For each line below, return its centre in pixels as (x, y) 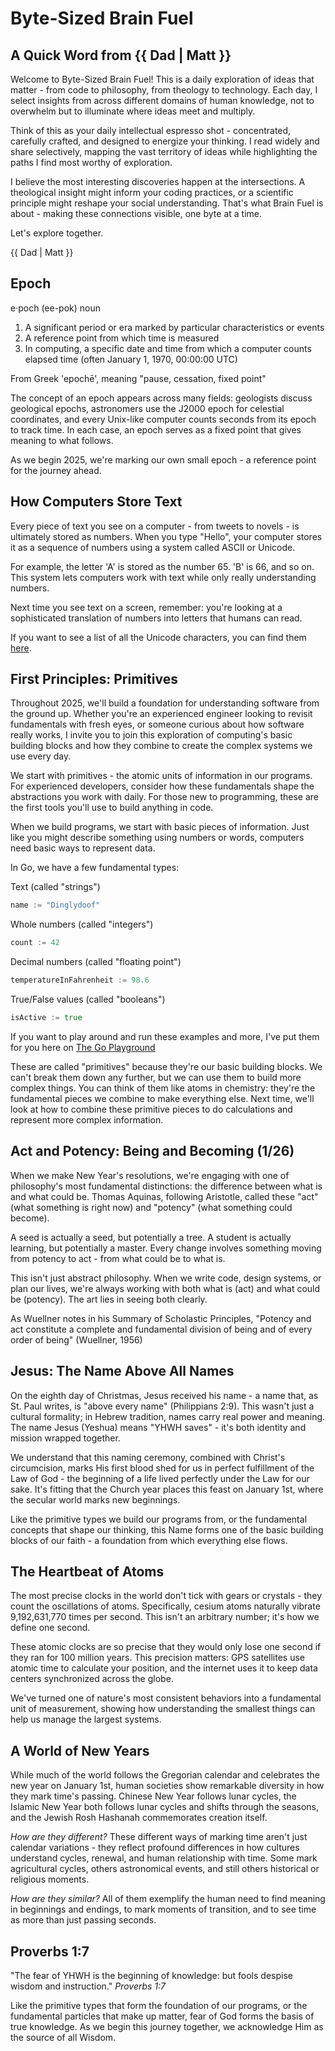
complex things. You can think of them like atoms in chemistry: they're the (163, 1088)
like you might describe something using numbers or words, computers (157, 838)
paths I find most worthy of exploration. (91, 162)
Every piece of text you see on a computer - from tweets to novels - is (155, 526)
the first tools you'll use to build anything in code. (112, 808)
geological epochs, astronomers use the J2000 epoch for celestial (147, 408)
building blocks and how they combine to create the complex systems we (161, 746)
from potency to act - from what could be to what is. (118, 1258)
